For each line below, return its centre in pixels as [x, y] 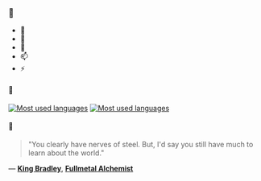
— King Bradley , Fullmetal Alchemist [71, 168]
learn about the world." [66, 153]
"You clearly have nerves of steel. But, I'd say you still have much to [141, 144]
